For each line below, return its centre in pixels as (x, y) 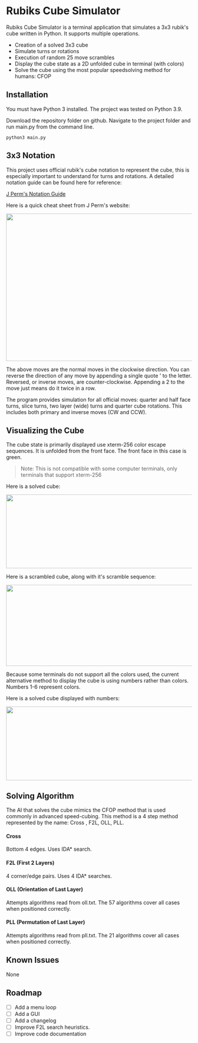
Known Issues (33, 960)
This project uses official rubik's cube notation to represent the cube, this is (98, 170)
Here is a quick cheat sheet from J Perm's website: (68, 205)
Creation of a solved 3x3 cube (51, 45)
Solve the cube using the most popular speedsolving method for (93, 70)
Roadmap (24, 993)
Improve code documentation (50, 1034)
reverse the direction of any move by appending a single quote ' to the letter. (99, 375)
